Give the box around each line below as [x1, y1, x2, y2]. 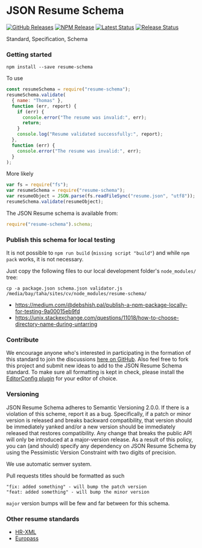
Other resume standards [6, 514, 80, 523]
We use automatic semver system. [6, 460, 92, 468]
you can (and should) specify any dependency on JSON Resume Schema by [6, 442, 197, 450]
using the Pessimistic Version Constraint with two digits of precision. [6, 448, 177, 456]
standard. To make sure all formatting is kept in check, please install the [6, 369, 185, 376]
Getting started [6, 50, 52, 59]
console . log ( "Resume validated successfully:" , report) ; [17, 131, 163, 138]
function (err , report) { [11, 103, 77, 109]
